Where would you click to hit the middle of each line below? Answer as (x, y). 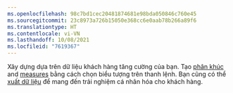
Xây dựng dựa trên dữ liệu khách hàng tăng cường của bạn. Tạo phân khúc (115, 67)
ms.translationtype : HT (42, 27)
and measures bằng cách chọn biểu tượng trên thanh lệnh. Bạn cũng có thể (117, 74)
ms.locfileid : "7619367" (44, 46)
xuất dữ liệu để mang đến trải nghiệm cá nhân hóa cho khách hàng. (105, 81)
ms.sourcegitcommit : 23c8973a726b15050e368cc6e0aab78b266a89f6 (102, 20)
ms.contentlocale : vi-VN (44, 33)
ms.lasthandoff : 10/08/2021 (49, 40)
